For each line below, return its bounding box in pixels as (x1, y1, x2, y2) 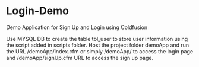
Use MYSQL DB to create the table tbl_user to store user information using (6, 35, 188, 42)
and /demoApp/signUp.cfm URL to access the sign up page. (6, 54, 153, 61)
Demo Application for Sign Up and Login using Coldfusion (6, 24, 147, 31)
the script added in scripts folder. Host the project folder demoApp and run (6, 42, 189, 49)
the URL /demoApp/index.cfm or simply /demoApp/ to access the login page (6, 47, 194, 55)
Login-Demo (6, 4, 70, 18)
